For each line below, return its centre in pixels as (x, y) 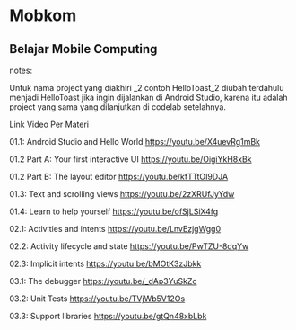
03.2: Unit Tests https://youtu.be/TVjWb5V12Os (97, 299)
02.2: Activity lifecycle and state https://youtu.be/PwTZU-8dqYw (129, 246)
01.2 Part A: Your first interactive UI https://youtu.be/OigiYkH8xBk (131, 159)
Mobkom (43, 16)
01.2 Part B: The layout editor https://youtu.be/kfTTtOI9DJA (119, 177)
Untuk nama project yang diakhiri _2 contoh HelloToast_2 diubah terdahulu (147, 88)
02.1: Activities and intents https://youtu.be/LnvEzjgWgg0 (115, 229)
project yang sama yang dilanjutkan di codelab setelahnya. (118, 107)
